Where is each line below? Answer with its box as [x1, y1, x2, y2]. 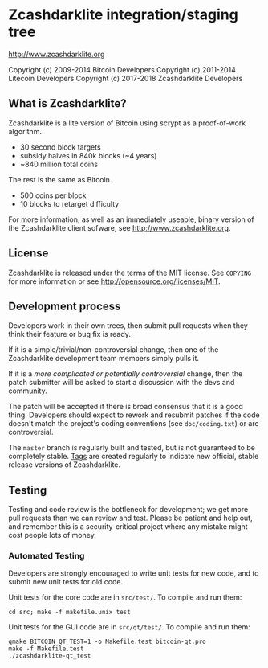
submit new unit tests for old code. [8, 577, 124, 587]
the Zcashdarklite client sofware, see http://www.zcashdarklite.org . [8, 223, 231, 232]
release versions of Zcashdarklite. [8, 460, 121, 469]
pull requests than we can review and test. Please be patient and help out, [8, 513, 253, 523]
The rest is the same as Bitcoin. [8, 174, 112, 184]
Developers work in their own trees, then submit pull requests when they [8, 321, 249, 330]
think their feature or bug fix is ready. [8, 330, 131, 339]
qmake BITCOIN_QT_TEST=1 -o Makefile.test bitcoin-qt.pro [8, 637, 206, 646]
